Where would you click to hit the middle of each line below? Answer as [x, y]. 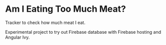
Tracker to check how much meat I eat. [45, 22]
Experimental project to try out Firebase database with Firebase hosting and [83, 32]
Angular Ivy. [17, 37]
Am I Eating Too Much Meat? [66, 9]
